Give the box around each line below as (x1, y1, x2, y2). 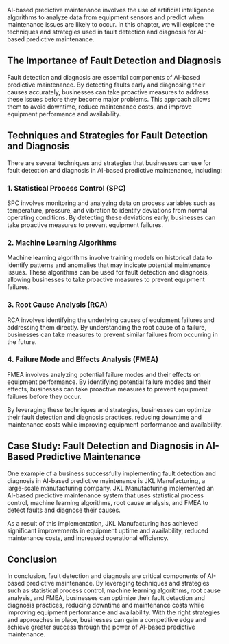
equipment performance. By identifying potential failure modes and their (7, 378, 211, 386)
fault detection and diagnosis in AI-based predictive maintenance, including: (7, 166, 223, 174)
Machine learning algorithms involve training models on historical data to (7, 254, 213, 262)
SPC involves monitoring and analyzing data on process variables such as (7, 199, 216, 207)
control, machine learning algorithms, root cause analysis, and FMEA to (7, 498, 209, 506)
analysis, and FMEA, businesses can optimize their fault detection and (7, 594, 206, 602)
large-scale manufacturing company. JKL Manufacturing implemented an (7, 484, 215, 492)
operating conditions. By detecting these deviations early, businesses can (7, 213, 216, 222)
